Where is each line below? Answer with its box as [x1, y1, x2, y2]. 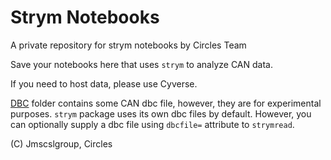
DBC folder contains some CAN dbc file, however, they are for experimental [10, 97, 322, 109]
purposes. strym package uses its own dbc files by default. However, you [10, 107, 312, 120]
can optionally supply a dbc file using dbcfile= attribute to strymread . [10, 118, 295, 130]
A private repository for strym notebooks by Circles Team [10, 39, 247, 51]
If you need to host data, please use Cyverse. [10, 77, 198, 90]
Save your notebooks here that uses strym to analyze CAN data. [10, 58, 273, 70]
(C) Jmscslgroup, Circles [10, 137, 113, 150]
